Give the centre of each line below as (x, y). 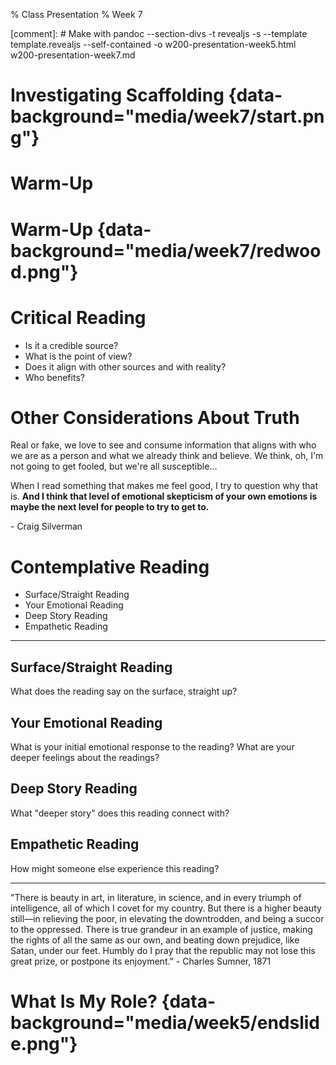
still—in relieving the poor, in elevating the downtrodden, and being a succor (167, 918)
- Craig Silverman (46, 526)
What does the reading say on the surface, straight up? (124, 691)
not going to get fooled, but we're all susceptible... (114, 466)
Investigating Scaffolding (117, 95)
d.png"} (44, 271)
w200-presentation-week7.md (73, 55)
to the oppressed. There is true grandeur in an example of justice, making (161, 929)
